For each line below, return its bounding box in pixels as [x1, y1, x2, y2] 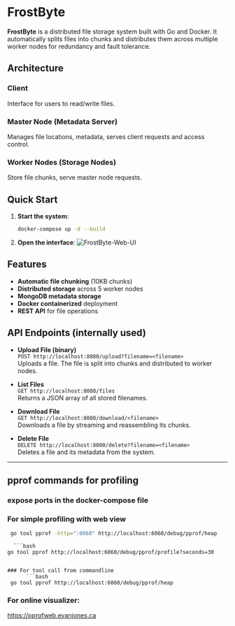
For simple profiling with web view [7, 514, 127, 524]
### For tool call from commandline [7, 567, 114, 574]
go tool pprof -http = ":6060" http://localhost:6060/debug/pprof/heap [10, 530, 218, 537]
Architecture [7, 62, 64, 74]
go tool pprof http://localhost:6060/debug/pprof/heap [10, 579, 173, 587]
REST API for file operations [17, 307, 99, 315]
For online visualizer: [7, 595, 80, 605]
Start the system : [17, 212, 69, 221]
